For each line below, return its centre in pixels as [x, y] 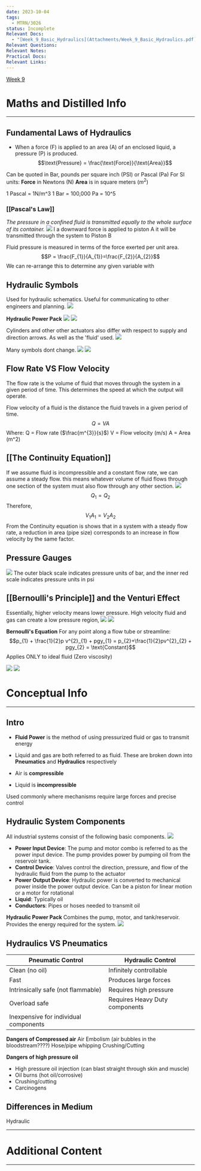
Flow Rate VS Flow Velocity [58, 369]
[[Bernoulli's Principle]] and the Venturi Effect [93, 598]
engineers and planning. [36, 307]
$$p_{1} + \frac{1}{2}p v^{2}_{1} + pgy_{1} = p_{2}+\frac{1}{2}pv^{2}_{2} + [100, 641]
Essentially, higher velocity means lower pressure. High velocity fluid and [96, 612]
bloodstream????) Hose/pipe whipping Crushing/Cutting [75, 1046]
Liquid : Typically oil [39, 899]
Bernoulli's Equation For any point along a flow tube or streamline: [89, 631]
